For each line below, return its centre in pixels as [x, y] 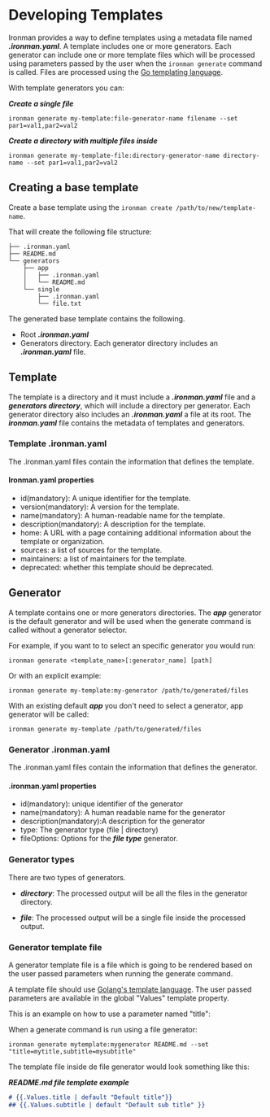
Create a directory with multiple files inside [83, 141]
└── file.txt [60, 303]
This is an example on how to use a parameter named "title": [110, 1014]
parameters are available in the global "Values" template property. [119, 997]
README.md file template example [69, 1082]
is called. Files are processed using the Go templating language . [116, 72]
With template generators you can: [66, 88]
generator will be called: [49, 714]
